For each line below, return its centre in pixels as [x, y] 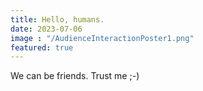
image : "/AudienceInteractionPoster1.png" [102, 38]
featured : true [42, 47]
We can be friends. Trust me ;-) [75, 76]
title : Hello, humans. [57, 19]
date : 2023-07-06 [46, 29]
